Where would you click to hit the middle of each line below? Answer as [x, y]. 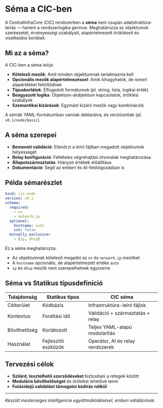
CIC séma [122, 297]
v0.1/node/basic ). [23, 119]
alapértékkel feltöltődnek [37, 85]
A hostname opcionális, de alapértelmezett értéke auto [65, 263]
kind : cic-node [20, 194]
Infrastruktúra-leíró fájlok [117, 305]
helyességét [24, 152]
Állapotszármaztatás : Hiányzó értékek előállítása [62, 162]
